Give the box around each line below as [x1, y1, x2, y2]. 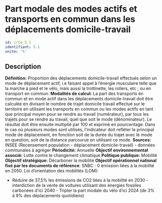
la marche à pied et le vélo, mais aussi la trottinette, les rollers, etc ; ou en [5, 86, 151, 92]
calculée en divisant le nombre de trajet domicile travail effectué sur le [5, 101, 145, 107]
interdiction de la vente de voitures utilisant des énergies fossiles [12, 183, 142, 188]
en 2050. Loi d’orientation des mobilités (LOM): [5, 168, 99, 174]
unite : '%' [5, 49, 27, 54]
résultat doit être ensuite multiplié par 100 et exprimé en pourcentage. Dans [5, 122, 156, 127]
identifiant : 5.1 [5, 45, 40, 49]
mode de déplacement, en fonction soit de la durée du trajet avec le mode [5, 132, 152, 138]
